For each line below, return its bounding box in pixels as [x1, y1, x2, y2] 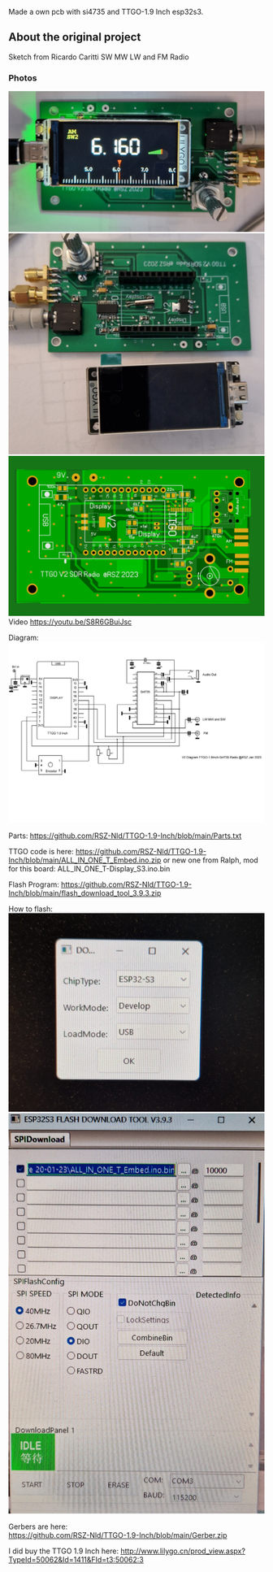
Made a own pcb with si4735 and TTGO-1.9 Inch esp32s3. [8, 7, 204, 16]
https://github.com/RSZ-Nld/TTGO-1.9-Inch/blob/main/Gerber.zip [8, 1531, 227, 1540]
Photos [8, 72, 37, 84]
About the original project [8, 30, 141, 44]
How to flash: [8, 904, 53, 914]
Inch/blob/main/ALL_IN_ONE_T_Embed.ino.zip [8, 855, 162, 865]
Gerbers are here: [8, 1522, 68, 1531]
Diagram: [8, 632, 39, 642]
